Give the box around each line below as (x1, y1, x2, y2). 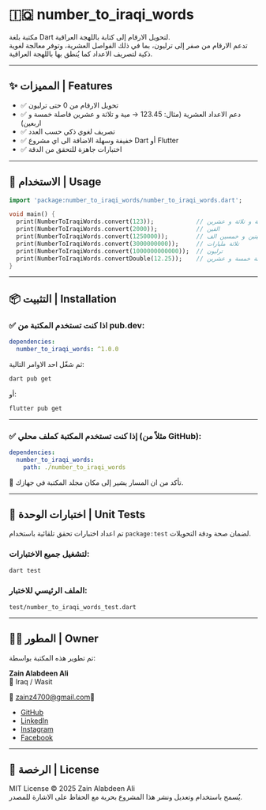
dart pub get (9, 374, 52, 383)
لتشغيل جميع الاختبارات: (9, 548, 90, 559)
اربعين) (20, 118, 42, 127)
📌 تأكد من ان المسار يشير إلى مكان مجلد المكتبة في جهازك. (9, 477, 184, 487)
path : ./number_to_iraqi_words (23, 463, 126, 471)
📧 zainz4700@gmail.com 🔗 (9, 692, 96, 702)
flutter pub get (9, 404, 62, 412)
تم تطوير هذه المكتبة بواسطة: (9, 653, 96, 662)
